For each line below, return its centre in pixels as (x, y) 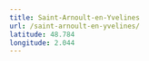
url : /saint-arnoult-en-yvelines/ (75, 26)
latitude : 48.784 (42, 34)
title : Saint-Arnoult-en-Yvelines (75, 17)
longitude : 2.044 (42, 43)
